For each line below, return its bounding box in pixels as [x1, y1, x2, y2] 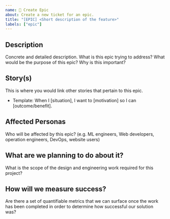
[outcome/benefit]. [12, 103, 52, 109]
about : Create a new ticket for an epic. [5, 12, 94, 17]
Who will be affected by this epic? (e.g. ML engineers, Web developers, [5, 131, 155, 137]
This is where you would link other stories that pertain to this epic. [5, 87, 143, 93]
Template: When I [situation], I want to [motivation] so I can [12, 97, 137, 103]
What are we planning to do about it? [5, 151, 124, 160]
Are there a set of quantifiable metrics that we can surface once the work [5, 198, 159, 204]
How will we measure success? [5, 184, 107, 193]
